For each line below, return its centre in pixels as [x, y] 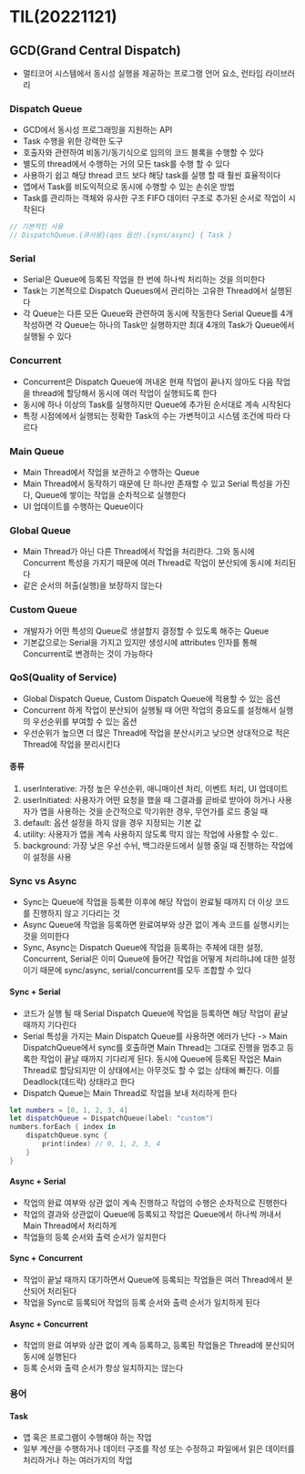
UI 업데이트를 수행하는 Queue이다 [83, 506]
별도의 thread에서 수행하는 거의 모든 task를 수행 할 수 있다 [126, 164]
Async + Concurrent [49, 1324]
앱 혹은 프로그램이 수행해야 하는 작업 [87, 1438]
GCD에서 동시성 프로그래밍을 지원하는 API [97, 130]
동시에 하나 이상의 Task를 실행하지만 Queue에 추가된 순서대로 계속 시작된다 [157, 404]
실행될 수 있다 [47, 336]
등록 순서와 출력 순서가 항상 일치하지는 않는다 [103, 1368]
